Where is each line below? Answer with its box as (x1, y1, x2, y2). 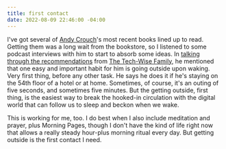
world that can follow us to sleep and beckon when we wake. (7, 100, 179, 109)
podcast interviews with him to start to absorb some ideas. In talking (7, 49, 200, 58)
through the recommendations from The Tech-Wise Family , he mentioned (7, 57, 214, 65)
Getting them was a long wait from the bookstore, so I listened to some (7, 42, 207, 51)
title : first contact (7, 10, 69, 17)
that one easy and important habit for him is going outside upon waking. (7, 64, 210, 72)
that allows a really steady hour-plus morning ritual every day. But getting (7, 128, 214, 137)
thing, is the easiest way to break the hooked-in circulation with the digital (7, 93, 216, 101)
